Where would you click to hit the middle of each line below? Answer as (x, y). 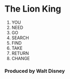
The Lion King (33, 9)
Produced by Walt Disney (35, 71)
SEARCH (20, 38)
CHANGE (21, 58)
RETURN (20, 53)
